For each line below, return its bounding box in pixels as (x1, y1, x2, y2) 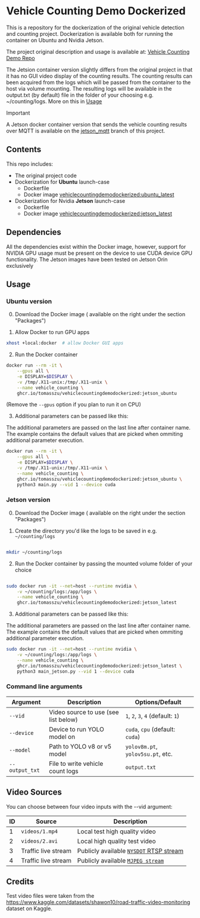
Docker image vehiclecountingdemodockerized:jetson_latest (23, 210, 173, 217)
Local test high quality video (77, 827, 156, 836)
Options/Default (135, 698, 182, 706)
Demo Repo (6, 54, 35, 61)
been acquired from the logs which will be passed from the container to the (6, 79, 191, 86)
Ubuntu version (6, 297, 52, 305)
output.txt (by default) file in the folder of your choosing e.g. (6, 91, 154, 98)
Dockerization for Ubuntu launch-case (14, 178, 110, 186)
